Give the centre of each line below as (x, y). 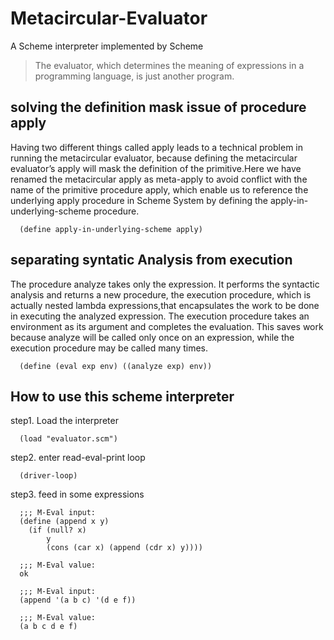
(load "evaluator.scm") (68, 439)
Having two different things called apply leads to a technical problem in (156, 147)
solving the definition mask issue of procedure (158, 107)
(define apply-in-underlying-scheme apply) (111, 229)
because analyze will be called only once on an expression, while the (152, 337)
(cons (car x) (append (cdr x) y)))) (124, 548)
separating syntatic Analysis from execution (151, 260)
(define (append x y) (64, 522)
